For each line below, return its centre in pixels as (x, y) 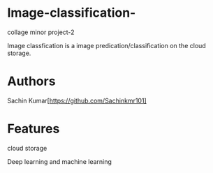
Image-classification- (72, 13)
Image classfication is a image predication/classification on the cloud (106, 45)
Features (34, 129)
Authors (31, 81)
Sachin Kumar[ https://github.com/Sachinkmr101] (77, 100)
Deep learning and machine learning (59, 161)
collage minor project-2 (41, 32)
